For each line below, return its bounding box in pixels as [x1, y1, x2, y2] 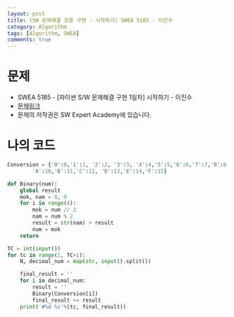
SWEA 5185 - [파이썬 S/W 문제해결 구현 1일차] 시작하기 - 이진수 [17, 93, 193, 101]
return [20, 232, 39, 239]
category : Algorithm [7, 23, 68, 30]
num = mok [32, 225, 61, 233]
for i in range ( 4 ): [20, 200, 77, 207]
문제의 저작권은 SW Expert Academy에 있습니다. [17, 111, 152, 119]
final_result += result [32, 297, 101, 304]
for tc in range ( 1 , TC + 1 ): [7, 251, 86, 259]
